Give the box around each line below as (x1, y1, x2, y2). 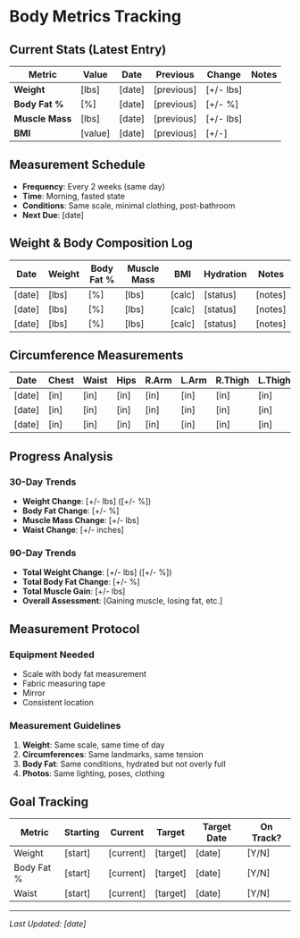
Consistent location (21, 697, 94, 708)
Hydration (204, 267, 247, 280)
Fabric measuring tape (21, 678, 105, 689)
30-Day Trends (9, 476, 77, 488)
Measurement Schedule (9, 157, 146, 173)
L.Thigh (257, 374, 292, 386)
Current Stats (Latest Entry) (9, 42, 167, 57)
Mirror (21, 688, 46, 698)
